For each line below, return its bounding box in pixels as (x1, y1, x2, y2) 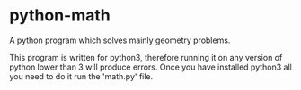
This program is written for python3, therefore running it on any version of (9, 52, 283, 62)
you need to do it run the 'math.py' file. (9, 70, 154, 81)
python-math (9, 5, 111, 26)
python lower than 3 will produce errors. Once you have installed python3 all (9, 61, 292, 72)
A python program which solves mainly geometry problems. (9, 35, 231, 45)
